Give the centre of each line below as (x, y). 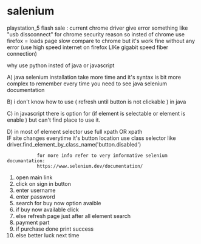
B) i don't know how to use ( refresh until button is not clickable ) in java (97, 102)
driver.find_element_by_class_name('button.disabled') (74, 144)
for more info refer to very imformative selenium (102, 156)
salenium (31, 11)
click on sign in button (43, 183)
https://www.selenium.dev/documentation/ (90, 166)
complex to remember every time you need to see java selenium (87, 84)
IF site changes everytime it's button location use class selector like (91, 138)
